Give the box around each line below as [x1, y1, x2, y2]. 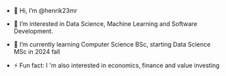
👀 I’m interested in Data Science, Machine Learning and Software [13, 20, 197, 27]
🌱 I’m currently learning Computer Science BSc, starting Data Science [13, 40, 211, 48]
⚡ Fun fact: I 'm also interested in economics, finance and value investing [13, 62, 220, 69]
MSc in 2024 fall [13, 48, 60, 55]
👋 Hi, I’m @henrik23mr [13, 7, 77, 14]
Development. [13, 27, 53, 35]
